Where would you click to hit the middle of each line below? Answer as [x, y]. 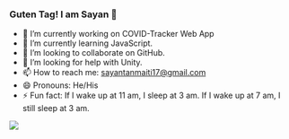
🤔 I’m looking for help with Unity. [82, 63]
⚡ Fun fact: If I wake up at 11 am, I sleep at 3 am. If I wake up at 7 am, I [151, 96]
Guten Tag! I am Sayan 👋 [63, 14]
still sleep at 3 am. [56, 109]
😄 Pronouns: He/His [60, 85]
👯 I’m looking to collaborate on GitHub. [94, 53]
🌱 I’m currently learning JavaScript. [88, 43]
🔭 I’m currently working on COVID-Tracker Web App [118, 34]
